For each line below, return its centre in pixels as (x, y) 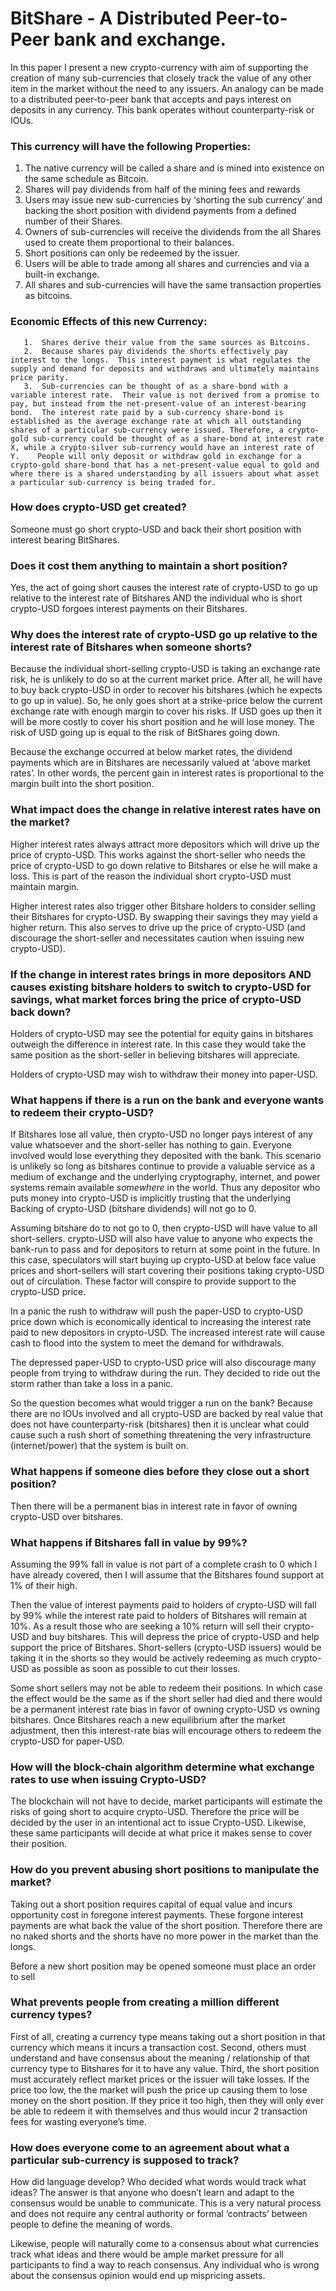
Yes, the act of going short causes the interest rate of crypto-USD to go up (164, 588)
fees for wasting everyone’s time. (78, 2121)
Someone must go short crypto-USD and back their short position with (156, 529)
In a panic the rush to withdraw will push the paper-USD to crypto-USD (156, 1311)
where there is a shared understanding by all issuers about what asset (165, 473)
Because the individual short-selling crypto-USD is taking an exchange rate (165, 669)
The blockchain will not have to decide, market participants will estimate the (166, 1801)
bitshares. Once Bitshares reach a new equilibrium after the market (148, 1719)
